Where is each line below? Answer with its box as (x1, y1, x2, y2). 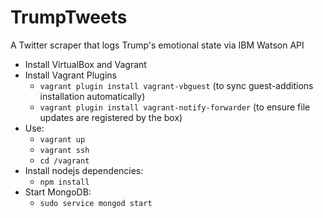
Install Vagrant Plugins (24, 69, 118, 81)
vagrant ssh (39, 145, 90, 155)
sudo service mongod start (39, 198, 153, 208)
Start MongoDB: (24, 186, 92, 198)
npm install (39, 177, 90, 187)
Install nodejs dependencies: (24, 164, 144, 176)
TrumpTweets (10, 6, 128, 29)
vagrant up (39, 134, 86, 145)
